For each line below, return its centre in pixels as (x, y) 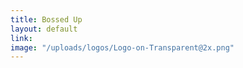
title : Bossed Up (46, 19)
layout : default (44, 29)
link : (21, 38)
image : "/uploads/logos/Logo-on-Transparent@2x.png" (122, 47)
